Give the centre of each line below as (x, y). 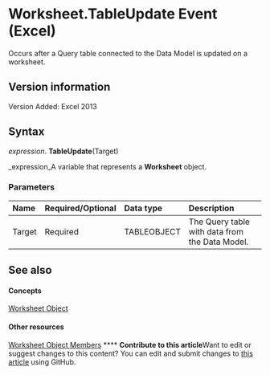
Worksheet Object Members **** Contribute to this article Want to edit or (130, 344)
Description (211, 208)
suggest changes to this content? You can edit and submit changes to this (131, 353)
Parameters (31, 187)
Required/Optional (80, 208)
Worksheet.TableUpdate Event (113, 14)
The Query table (219, 222)
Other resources (36, 327)
